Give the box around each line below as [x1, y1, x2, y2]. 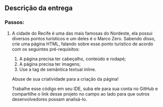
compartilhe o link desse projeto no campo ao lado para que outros [11, 91, 150, 97]
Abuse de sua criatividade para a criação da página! [11, 76, 119, 82]
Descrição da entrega [4, 4, 73, 12]
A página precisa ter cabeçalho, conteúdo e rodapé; [19, 56, 126, 62]
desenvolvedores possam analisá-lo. [11, 96, 87, 102]
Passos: [4, 19, 24, 26]
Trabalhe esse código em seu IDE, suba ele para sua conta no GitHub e [11, 86, 158, 92]
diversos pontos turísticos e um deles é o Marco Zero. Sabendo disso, [11, 35, 156, 41]
